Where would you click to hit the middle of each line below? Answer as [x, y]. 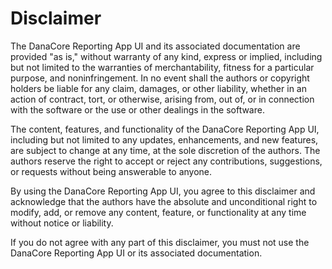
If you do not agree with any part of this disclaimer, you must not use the [160, 242]
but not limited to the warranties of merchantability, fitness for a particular [162, 67]
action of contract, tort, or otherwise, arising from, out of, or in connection [162, 99]
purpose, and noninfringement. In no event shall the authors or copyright [160, 78]
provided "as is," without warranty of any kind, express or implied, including [166, 56]
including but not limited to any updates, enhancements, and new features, [164, 139]
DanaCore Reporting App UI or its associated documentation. [136, 253]
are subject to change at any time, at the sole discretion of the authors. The [165, 150]
